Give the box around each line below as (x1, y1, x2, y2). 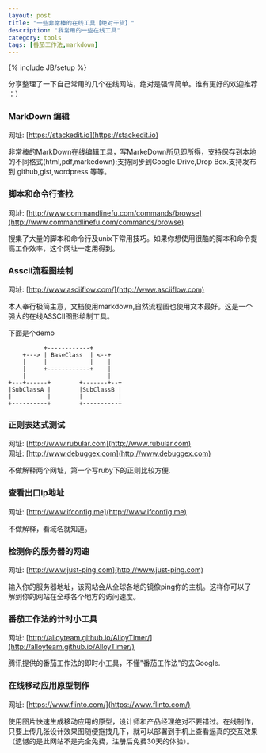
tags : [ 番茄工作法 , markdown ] (8, 41, 99, 49)
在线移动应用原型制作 (8, 680, 89, 691)
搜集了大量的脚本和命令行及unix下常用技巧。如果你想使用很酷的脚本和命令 (8, 233, 251, 243)
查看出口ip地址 (8, 487, 65, 499)
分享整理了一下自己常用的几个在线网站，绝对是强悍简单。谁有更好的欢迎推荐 (8, 79, 258, 89)
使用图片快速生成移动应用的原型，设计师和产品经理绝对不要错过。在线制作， (8, 717, 258, 726)
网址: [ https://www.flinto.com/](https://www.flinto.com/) (8, 699, 191, 709)
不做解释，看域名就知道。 (8, 524, 92, 533)
